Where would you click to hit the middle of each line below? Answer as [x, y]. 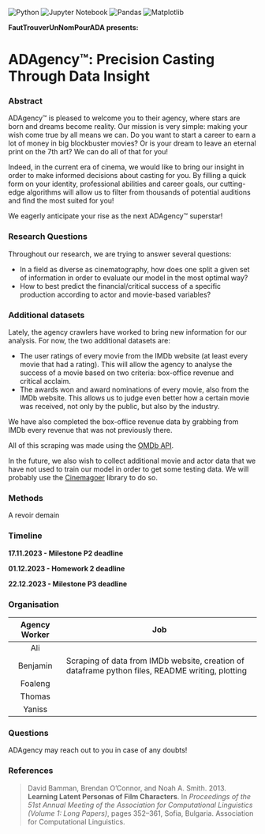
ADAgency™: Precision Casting [112, 60]
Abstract [26, 101]
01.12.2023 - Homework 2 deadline [67, 568]
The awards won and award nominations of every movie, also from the [134, 390]
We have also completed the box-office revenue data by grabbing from [123, 422]
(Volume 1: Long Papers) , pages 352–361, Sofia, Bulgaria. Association [140, 813]
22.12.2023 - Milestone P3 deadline [68, 584]
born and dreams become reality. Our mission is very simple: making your [128, 127]
